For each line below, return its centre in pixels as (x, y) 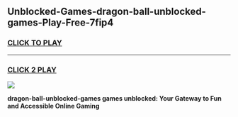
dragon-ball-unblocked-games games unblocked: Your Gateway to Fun (114, 98)
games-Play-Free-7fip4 (61, 23)
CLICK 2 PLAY (32, 69)
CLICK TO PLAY (35, 43)
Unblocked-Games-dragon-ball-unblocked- (107, 12)
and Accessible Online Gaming (53, 106)
